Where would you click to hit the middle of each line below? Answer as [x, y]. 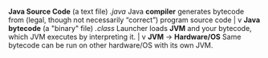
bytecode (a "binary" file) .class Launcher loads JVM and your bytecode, [130, 28]
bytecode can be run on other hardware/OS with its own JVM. [111, 45]
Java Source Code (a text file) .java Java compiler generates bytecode [126, 12]
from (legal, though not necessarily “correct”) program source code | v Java [134, 20]
